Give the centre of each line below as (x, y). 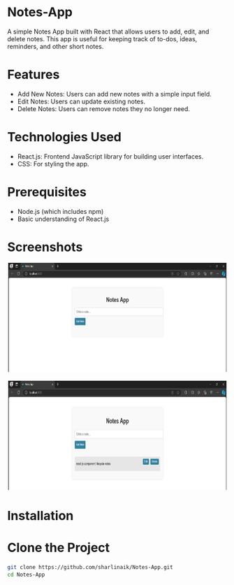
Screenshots (45, 247)
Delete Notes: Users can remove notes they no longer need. (104, 108)
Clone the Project (59, 548)
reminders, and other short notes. (56, 46)
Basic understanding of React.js (63, 219)
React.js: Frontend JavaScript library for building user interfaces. (110, 156)
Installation (41, 515)
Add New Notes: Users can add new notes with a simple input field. (114, 94)
